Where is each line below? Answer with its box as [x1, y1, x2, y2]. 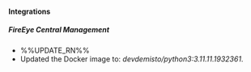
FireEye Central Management [8, 25, 110, 35]
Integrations [8, 6, 51, 16]
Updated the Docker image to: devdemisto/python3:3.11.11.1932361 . [19, 53, 244, 64]
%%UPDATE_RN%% [19, 45, 91, 55]
